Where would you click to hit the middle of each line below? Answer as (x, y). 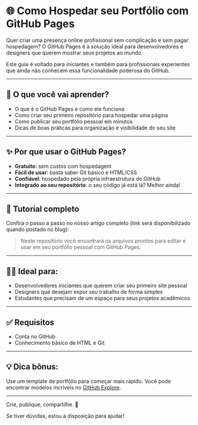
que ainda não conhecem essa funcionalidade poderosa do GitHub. (88, 70)
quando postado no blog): (38, 229)
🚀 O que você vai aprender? (57, 95)
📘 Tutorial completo (43, 209)
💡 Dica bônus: (32, 367)
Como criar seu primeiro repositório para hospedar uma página (91, 115)
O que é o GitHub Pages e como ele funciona (70, 109)
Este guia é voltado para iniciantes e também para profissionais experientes (98, 64)
